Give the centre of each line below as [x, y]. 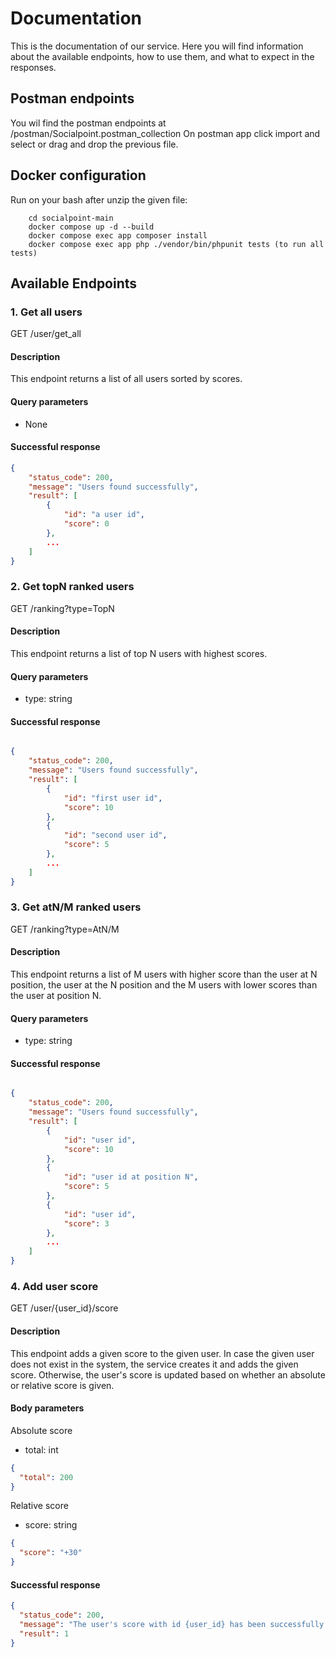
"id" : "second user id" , [115, 835]
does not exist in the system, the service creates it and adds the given [154, 1364]
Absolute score [41, 1430]
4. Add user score [54, 1286]
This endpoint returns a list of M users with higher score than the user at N [164, 974]
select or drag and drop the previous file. [94, 144]
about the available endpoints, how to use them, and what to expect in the [162, 56]
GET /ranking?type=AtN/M [65, 929]
